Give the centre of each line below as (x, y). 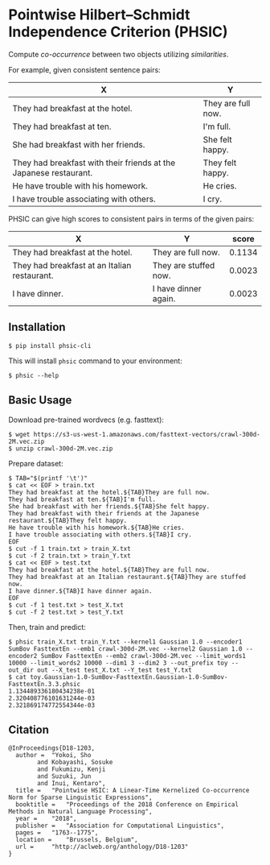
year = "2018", (47, 819)
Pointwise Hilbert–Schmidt (99, 15)
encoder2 (23, 656)
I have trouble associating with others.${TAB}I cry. (100, 534)
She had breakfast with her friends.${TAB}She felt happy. (109, 506)
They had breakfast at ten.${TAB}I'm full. (82, 499)
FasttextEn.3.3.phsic (45, 684)
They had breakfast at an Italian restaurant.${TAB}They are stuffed (127, 577)
